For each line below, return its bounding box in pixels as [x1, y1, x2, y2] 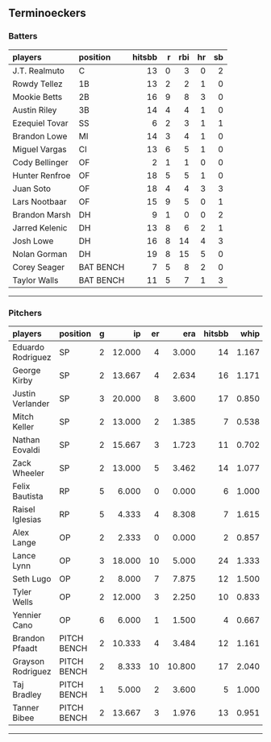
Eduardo [12, 342, 45, 353]
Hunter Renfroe [12, 169, 71, 180]
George [12, 364, 41, 375]
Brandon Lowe [12, 131, 68, 142]
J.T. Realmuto [12, 64, 65, 76]
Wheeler [12, 467, 45, 479]
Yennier [12, 609, 42, 620]
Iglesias [12, 513, 42, 524]
